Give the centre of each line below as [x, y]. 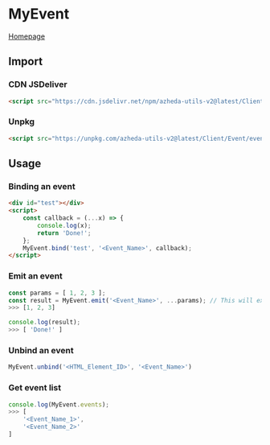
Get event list [35, 388]
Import [25, 62]
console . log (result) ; [45, 323]
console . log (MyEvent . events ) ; [59, 404]
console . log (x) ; [64, 225]
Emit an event [35, 276]
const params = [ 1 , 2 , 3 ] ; [57, 293]
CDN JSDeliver [38, 84]
